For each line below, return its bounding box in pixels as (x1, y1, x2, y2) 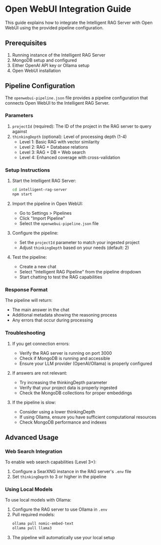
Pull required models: (12, 512, 55, 518)
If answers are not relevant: (12, 370, 67, 376)
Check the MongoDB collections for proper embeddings (19, 390, 132, 396)
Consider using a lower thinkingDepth (19, 409, 96, 414)
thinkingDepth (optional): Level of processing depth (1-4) (12, 134, 127, 139)
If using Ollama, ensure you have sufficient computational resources (19, 414, 157, 420)
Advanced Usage (5, 433, 59, 441)
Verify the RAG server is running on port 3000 (19, 350, 112, 356)
